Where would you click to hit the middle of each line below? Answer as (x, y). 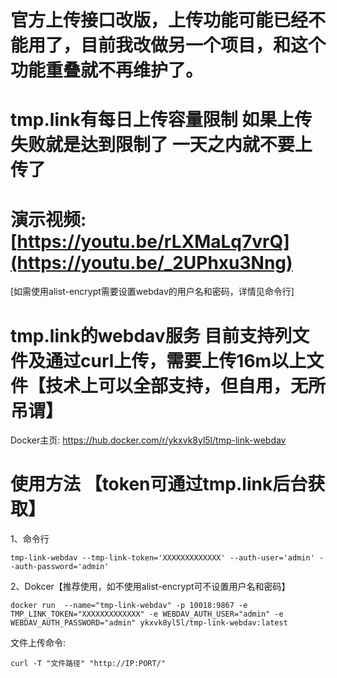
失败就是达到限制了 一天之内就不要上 (161, 145)
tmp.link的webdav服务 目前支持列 (151, 335)
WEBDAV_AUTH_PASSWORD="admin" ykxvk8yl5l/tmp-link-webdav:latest (149, 623)
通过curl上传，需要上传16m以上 (176, 360)
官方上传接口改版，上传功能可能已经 (159, 20)
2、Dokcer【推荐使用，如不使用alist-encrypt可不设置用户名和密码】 (150, 587)
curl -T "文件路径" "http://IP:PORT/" (88, 664)
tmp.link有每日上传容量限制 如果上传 (161, 120)
